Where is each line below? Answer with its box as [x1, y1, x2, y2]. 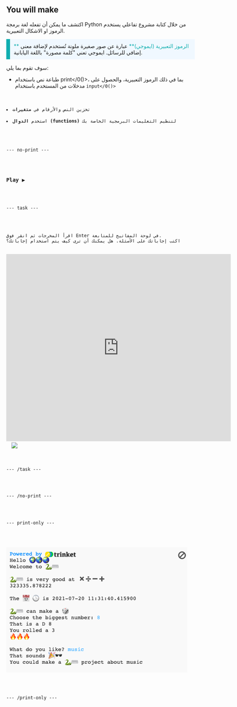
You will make [6, 5, 59, 15]
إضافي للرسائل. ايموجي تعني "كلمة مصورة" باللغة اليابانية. [14, 49, 142, 56]
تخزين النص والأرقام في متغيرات [12, 106, 91, 113]
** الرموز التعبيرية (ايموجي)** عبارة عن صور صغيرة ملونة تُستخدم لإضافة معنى [14, 42, 189, 50]
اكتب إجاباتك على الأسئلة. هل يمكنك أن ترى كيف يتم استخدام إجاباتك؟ [6, 238, 181, 244]
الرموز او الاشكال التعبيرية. [6, 27, 65, 34]
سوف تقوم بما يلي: [6, 64, 49, 71]
